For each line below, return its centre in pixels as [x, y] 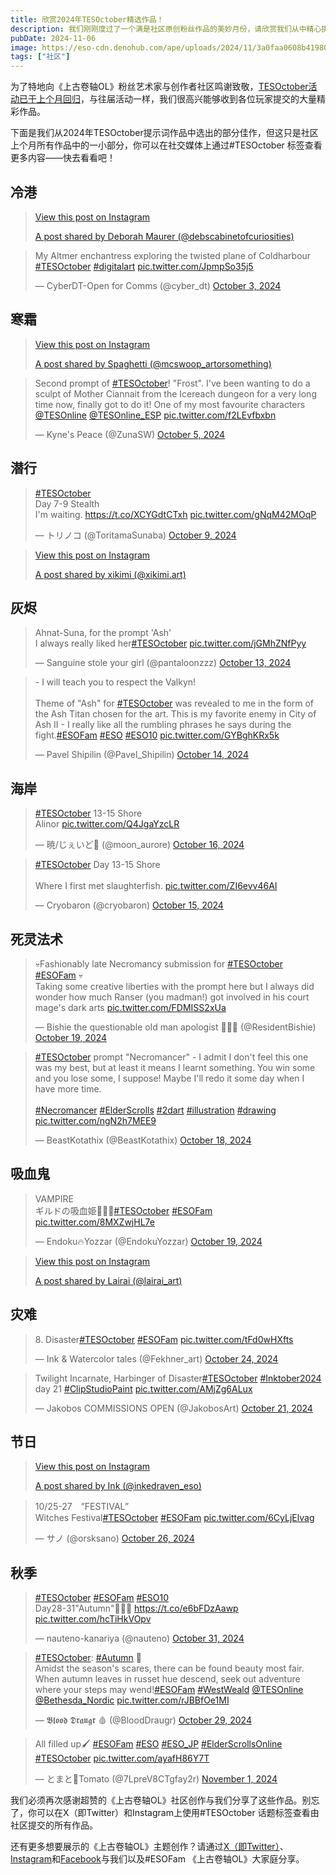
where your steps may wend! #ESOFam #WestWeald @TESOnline [169, 1690]
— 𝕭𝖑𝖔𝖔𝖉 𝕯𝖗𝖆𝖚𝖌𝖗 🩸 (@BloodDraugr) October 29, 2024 [143, 1720]
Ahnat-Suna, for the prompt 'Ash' [103, 633]
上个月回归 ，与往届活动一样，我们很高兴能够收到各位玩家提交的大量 [176, 99]
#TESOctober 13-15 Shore [88, 813]
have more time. [68, 1089]
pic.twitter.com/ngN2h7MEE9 [95, 1120]
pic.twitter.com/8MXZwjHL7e [94, 1222]
